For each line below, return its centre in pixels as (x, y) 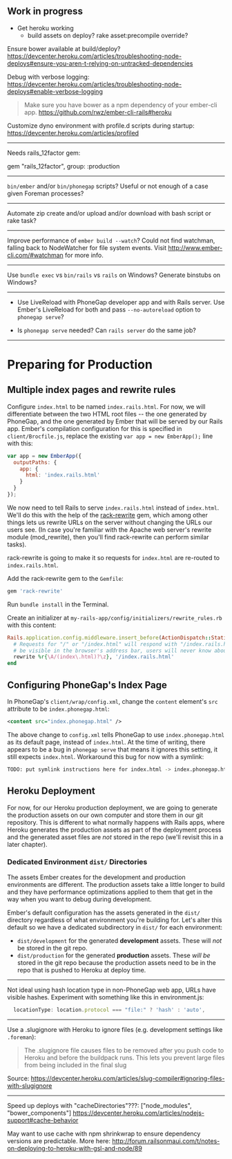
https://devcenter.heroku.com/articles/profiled (73, 133)
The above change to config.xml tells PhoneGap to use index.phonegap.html (116, 734)
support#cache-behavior (43, 1120)
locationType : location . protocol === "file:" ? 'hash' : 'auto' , (109, 1010)
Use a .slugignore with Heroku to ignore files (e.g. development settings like (115, 1029)
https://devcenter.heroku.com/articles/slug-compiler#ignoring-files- (128, 1078)
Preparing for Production (80, 365)
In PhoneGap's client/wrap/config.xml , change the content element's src (113, 701)
